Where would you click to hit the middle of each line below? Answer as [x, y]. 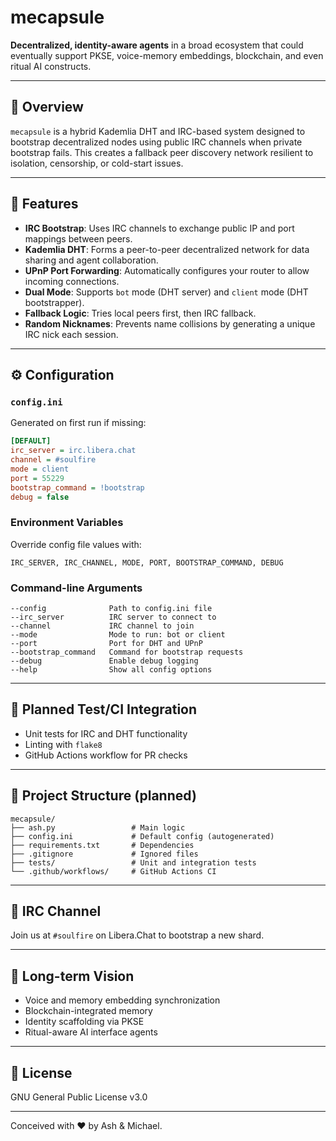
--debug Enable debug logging [104, 661]
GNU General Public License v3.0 [79, 1097]
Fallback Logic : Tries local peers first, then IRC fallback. [140, 313]
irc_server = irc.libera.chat [73, 451]
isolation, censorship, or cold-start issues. [97, 163]
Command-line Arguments [76, 588]
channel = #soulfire [53, 460]
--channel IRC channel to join [102, 626]
